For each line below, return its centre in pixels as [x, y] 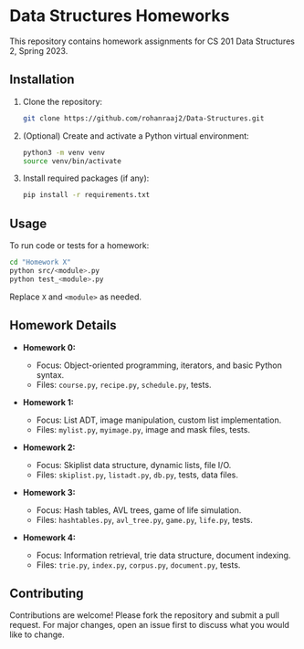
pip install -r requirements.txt [86, 195]
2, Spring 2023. [39, 50]
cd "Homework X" [40, 262]
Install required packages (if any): [86, 178]
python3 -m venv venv [64, 152]
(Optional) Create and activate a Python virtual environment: [136, 136]
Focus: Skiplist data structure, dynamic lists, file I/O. [134, 465]
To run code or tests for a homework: [79, 246]
